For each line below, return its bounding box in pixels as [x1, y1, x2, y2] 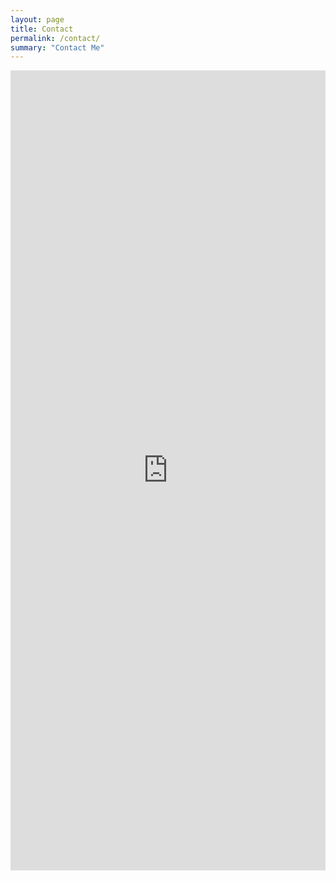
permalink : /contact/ [10, 33, 101, 43]
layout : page [10, 14, 65, 25]
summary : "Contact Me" [10, 42, 105, 53]
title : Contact [10, 24, 74, 34]
